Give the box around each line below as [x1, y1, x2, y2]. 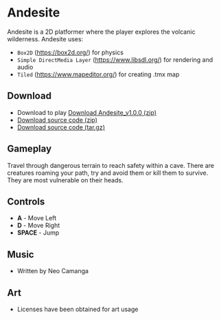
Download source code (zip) [16, 116, 98, 124]
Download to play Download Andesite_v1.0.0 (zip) [16, 108, 156, 116]
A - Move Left [16, 214, 57, 222]
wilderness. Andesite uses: [7, 34, 84, 43]
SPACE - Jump [16, 228, 60, 237]
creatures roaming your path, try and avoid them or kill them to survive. [7, 169, 209, 177]
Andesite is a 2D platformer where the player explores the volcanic [7, 28, 196, 36]
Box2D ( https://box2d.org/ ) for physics [16, 48, 124, 56]
